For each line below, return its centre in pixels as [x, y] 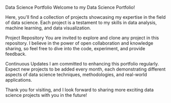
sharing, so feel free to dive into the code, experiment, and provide [75, 48]
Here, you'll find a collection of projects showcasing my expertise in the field [85, 17]
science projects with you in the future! [46, 95]
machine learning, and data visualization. [48, 28]
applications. [19, 80]
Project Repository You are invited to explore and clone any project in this [82, 38]
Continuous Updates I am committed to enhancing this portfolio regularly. [82, 64]
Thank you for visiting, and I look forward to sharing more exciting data [80, 90]
